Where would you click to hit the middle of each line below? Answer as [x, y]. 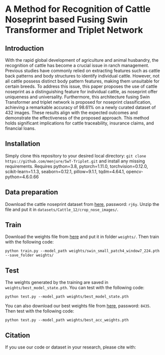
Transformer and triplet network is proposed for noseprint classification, [78, 102]
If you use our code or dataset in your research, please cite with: [71, 347]
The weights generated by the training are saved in [57, 282]
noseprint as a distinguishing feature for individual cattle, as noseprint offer [81, 92]
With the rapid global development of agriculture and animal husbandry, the [82, 60]
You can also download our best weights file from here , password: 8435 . [78, 306]
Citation [18, 335]
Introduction [25, 48]
